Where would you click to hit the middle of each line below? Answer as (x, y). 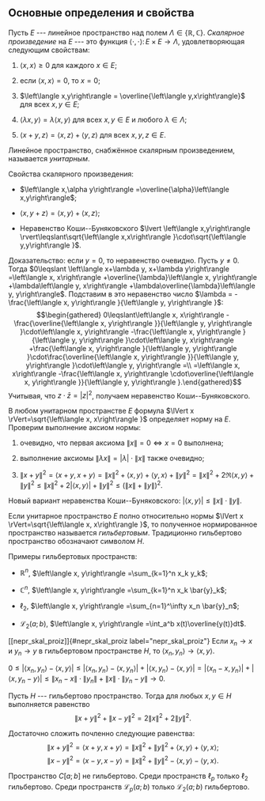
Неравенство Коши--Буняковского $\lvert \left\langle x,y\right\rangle (135, 228)
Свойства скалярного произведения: (71, 174)
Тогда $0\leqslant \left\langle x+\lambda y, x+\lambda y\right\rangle (119, 269)
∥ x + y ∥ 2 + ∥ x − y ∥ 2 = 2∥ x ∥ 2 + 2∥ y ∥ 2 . (133, 717)
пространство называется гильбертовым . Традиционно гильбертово (125, 532)
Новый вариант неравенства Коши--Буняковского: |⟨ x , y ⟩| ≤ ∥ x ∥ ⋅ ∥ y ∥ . (125, 501)
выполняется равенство (49, 704)
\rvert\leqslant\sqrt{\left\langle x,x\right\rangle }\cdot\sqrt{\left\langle (133, 236)
